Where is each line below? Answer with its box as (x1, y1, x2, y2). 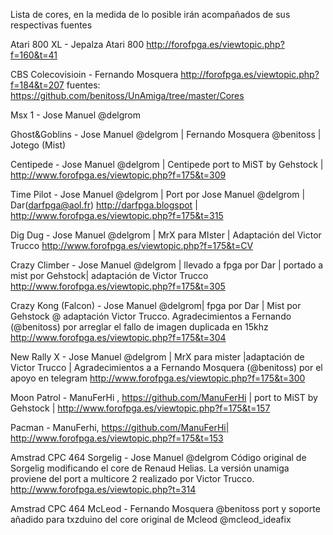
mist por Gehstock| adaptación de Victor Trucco (10, 270, 209, 281)
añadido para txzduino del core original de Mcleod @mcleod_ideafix (10, 514, 292, 525)
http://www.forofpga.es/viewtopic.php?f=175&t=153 (10, 432, 224, 444)
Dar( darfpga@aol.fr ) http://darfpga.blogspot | (10, 199, 198, 211)
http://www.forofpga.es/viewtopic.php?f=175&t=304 (10, 332, 227, 343)
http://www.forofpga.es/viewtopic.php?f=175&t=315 (10, 210, 224, 221)
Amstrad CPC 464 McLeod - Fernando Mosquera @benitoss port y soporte (10, 503, 321, 514)
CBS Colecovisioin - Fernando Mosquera (10, 69, 179, 80)
